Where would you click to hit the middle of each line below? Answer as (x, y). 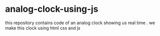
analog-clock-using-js (52, 9)
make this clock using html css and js (43, 28)
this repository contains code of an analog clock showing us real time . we (80, 23)
